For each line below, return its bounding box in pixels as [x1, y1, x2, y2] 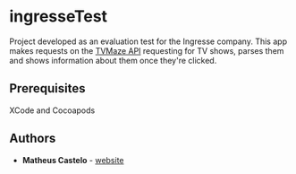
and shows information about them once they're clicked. [9, 55, 217, 65]
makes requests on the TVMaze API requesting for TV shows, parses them [9, 45, 284, 56]
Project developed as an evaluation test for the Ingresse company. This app [9, 36, 288, 47]
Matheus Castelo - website [21, 154, 124, 165]
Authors [9, 131, 56, 146]
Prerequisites [9, 81, 86, 96]
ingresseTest [9, 6, 108, 27]
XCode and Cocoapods [9, 105, 96, 116]
